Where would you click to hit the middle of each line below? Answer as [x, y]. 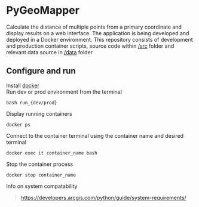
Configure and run [41, 71]
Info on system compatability [42, 186]
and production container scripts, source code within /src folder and [90, 46]
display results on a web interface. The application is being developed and [98, 33]
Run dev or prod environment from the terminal [64, 92]
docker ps [19, 125]
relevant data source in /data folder [50, 52]
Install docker [23, 85]
